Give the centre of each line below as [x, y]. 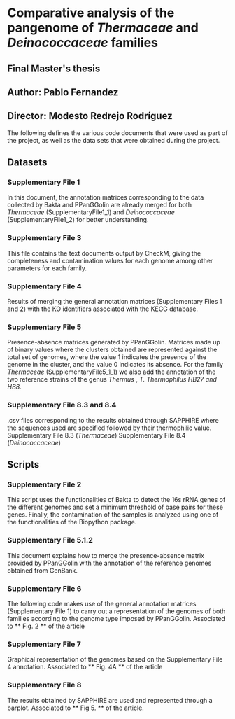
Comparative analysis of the [91, 13]
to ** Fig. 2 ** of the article [46, 626]
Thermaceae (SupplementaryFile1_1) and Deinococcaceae [91, 212]
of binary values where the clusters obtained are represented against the [112, 350]
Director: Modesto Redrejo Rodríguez [90, 116]
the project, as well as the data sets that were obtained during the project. [114, 140]
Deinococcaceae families [83, 43]
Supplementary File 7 [44, 644]
